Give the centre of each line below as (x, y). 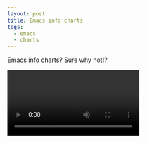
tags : (15, 27)
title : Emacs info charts (45, 20)
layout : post (26, 14)
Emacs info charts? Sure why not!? (57, 60)
